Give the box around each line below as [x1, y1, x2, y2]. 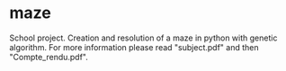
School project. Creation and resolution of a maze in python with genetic [9, 32, 278, 43]
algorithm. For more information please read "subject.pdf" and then [9, 41, 259, 52]
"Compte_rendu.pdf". [9, 51, 88, 62]
